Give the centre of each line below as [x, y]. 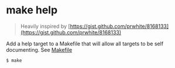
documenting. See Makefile [39, 49]
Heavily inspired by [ [45, 26]
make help [32, 10]
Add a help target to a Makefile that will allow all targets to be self [85, 44]
